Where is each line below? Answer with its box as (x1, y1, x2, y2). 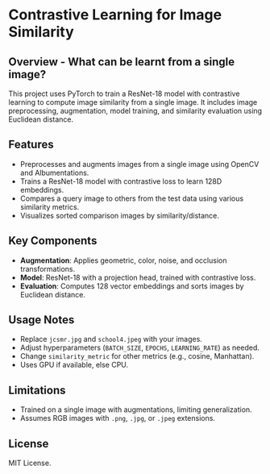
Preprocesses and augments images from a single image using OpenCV (19, 159, 260, 168)
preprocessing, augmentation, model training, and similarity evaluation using (8, 106, 263, 115)
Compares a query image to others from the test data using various (19, 193, 244, 203)
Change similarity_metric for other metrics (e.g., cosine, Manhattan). (19, 351, 255, 361)
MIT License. (8, 458, 52, 468)
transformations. (19, 264, 76, 273)
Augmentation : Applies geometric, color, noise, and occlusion (19, 256, 227, 265)
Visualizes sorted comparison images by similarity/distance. (19, 210, 220, 220)
